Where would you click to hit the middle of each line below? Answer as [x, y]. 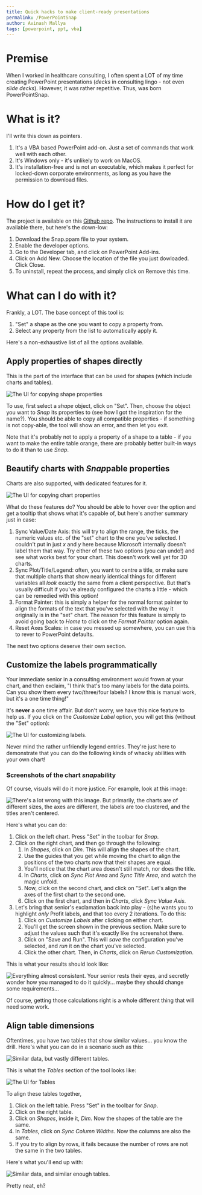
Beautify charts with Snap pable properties [88, 469]
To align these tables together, [44, 1093]
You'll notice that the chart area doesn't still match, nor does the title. [110, 868]
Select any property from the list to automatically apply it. [86, 331]
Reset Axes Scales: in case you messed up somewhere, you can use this [105, 627]
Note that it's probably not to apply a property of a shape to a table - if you [99, 437]
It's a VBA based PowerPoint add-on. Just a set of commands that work [104, 148]
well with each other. [41, 154]
